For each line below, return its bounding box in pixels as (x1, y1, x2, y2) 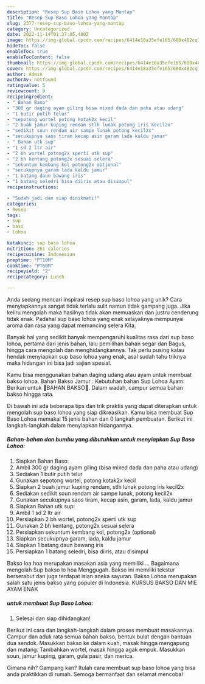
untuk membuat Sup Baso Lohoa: (7, 599, 94, 607)
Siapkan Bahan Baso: (15, 457, 69, 465)
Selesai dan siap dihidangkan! (15, 615, 91, 622)
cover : (7, 65, 24, 72)
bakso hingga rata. (7, 390, 54, 398)
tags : (7, 212, 21, 218)
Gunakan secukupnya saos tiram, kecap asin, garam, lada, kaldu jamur (15, 496, 193, 503)
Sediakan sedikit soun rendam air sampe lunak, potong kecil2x (15, 489, 173, 497)
